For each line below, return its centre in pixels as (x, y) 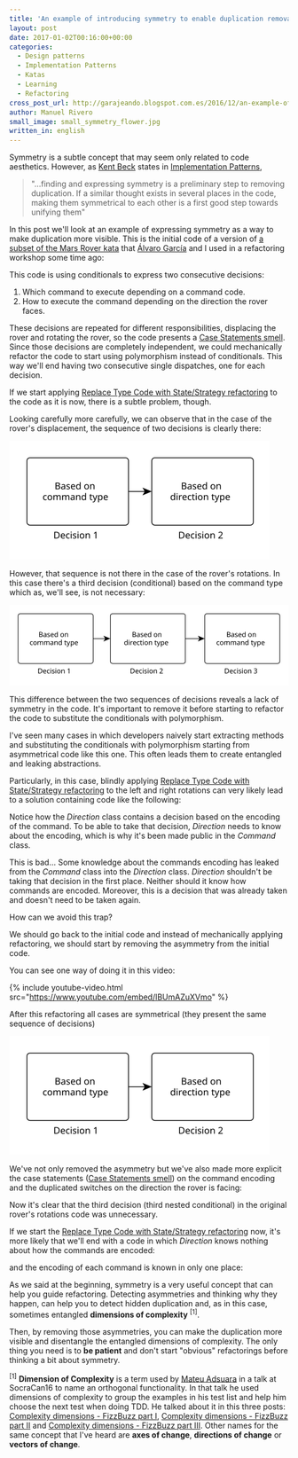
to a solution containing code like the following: (95, 800)
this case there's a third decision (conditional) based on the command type (146, 583)
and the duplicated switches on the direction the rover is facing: (125, 1188)
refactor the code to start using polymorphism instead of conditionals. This (146, 357)
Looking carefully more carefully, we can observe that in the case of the (141, 419)
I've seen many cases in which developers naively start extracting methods (147, 735)
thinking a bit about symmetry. (65, 1360)
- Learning (37, 84)
